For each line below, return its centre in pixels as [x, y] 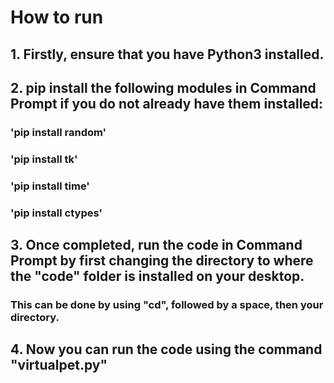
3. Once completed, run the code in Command [156, 245]
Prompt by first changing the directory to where [162, 261]
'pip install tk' [44, 159]
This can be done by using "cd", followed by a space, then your [167, 304]
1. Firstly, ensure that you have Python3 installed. [167, 54]
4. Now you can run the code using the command [166, 349]
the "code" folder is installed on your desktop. [157, 276]
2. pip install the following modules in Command [163, 87]
